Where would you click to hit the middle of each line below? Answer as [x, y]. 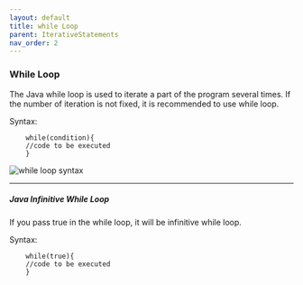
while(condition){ [60, 138]
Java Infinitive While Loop [60, 199]
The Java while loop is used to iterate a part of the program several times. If [150, 94]
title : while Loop [44, 26]
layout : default [40, 18]
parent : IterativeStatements [64, 34]
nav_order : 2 [34, 43]
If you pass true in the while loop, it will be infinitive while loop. [125, 222]
